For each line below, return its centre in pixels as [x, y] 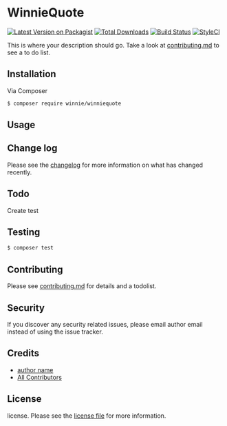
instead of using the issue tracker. [55, 332]
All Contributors [39, 377]
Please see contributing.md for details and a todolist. [82, 286]
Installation [32, 74]
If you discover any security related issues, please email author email [105, 324]
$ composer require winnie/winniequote [64, 103]
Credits [23, 353]
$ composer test [30, 248]
